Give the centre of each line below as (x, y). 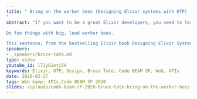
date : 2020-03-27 (27, 76)
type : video (21, 60)
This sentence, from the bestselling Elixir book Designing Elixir (90, 44)
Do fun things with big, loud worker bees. (60, 33)
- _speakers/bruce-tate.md (39, 54)
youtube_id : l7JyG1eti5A (36, 65)
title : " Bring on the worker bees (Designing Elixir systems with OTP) (97, 11)
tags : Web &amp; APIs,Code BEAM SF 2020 (56, 82)
